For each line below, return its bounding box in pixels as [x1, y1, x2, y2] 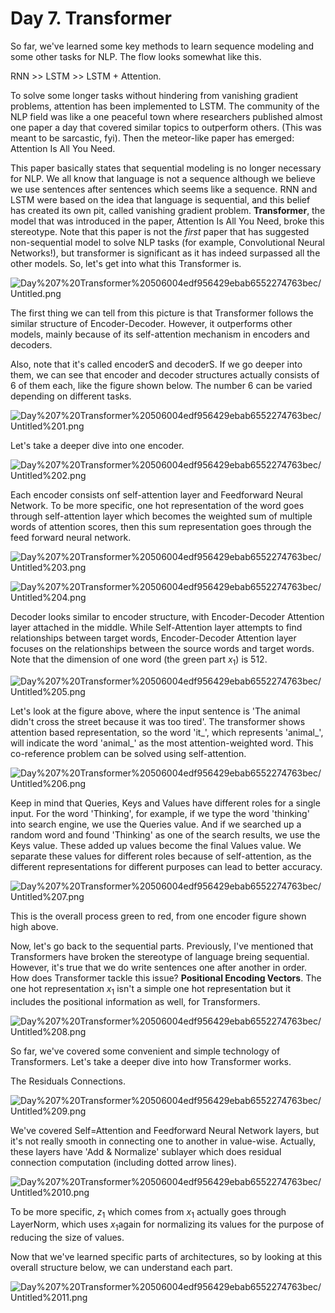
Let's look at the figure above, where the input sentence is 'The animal [10, 705, 301, 717]
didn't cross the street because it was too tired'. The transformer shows [10, 715, 306, 727]
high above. [10, 920, 59, 932]
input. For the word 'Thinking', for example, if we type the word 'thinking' [10, 807, 310, 819]
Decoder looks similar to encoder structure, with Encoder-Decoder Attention [10, 610, 325, 622]
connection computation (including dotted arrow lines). [10, 1156, 237, 1168]
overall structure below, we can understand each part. [10, 1262, 233, 1274]
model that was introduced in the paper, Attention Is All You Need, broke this [10, 215, 325, 227]
